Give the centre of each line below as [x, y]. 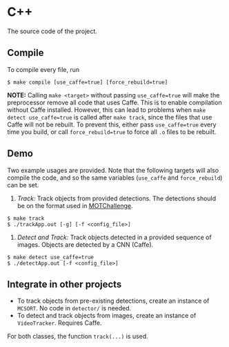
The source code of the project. [52, 31]
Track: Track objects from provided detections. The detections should [117, 198]
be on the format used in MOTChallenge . [75, 205]
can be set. [23, 185]
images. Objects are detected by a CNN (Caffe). [85, 244]
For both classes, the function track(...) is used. [78, 337]
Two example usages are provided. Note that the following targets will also [113, 170]
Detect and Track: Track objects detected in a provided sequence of [114, 237]
